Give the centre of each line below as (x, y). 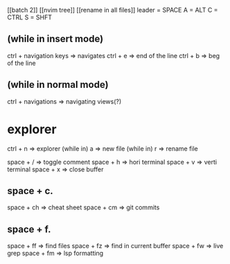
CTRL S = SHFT (29, 17)
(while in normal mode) (58, 85)
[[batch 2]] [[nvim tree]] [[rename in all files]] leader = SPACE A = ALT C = (113, 10)
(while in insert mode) (55, 39)
